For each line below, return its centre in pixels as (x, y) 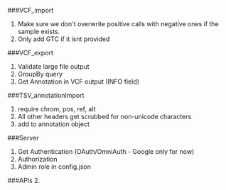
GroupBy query (40, 74)
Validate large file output (54, 66)
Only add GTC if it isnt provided (64, 39)
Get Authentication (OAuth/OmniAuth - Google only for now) (106, 151)
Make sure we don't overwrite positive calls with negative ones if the (118, 24)
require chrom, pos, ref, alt (56, 109)
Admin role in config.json (54, 167)
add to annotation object (54, 124)
